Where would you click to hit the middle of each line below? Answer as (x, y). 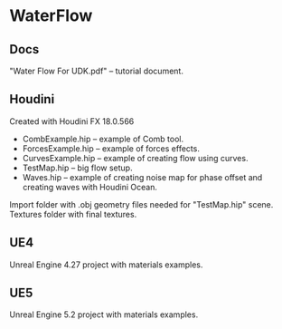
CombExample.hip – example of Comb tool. (103, 139)
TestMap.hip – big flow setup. (77, 168)
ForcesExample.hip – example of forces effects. (111, 148)
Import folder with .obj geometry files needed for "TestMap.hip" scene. (141, 204)
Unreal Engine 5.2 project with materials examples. (104, 314)
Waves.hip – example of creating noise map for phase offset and (142, 177)
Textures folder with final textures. (73, 214)
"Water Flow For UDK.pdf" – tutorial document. (96, 71)
